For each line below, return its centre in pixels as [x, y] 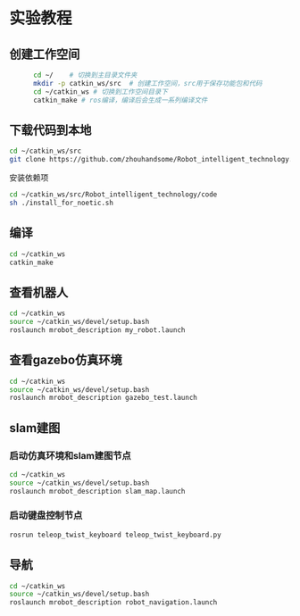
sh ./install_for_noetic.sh [62, 203]
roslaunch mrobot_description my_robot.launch [97, 330]
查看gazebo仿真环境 [66, 360]
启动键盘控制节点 [46, 516]
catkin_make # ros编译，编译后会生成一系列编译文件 [120, 100]
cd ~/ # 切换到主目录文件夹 [85, 75]
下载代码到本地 [50, 130]
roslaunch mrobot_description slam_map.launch [97, 491]
